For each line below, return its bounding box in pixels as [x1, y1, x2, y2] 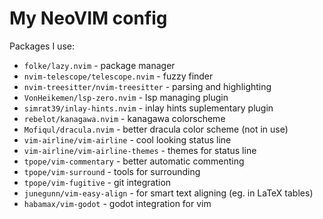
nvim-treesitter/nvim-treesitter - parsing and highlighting [23, 80, 272, 92]
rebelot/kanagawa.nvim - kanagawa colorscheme [23, 112, 226, 124]
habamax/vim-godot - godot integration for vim [23, 197, 212, 209]
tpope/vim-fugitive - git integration [23, 176, 172, 188]
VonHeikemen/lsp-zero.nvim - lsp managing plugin [23, 91, 229, 103]
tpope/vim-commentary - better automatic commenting [23, 155, 245, 167]
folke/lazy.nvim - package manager [23, 59, 176, 71]
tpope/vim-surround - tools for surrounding [23, 165, 201, 177]
